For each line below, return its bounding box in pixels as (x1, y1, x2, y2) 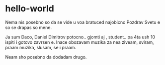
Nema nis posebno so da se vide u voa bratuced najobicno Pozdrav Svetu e (5, 19, 161, 25)
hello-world (5, 3, 55, 14)
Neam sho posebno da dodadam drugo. (5, 54, 87, 60)
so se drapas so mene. (5, 24, 52, 30)
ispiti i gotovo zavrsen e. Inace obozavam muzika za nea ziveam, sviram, (5, 39, 154, 45)
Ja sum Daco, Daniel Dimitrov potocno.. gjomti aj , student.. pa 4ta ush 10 (5, 34, 156, 40)
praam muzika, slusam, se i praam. (5, 44, 77, 50)
